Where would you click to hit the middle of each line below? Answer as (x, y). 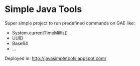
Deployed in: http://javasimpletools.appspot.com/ (55, 58)
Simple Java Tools (43, 9)
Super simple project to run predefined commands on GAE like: (70, 23)
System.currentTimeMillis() (40, 32)
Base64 (20, 43)
